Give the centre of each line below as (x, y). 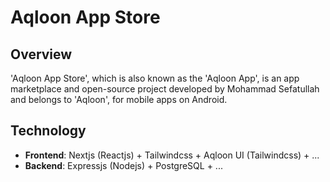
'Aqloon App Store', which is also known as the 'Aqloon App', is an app (155, 78)
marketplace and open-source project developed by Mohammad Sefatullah (165, 89)
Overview (41, 54)
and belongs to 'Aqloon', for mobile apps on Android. (119, 99)
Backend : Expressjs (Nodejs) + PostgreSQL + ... (123, 165)
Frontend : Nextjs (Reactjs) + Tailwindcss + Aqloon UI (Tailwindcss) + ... (172, 155)
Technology (48, 131)
